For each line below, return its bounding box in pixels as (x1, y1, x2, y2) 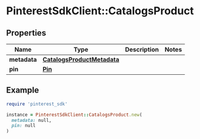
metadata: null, (11, 117, 52, 123)
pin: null (11, 123, 36, 129)
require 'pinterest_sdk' (6, 101, 68, 107)
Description (124, 46, 159, 53)
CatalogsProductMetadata (42, 55, 120, 64)
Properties (6, 28, 46, 38)
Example (6, 85, 39, 96)
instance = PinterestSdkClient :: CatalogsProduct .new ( (6, 112, 143, 118)
